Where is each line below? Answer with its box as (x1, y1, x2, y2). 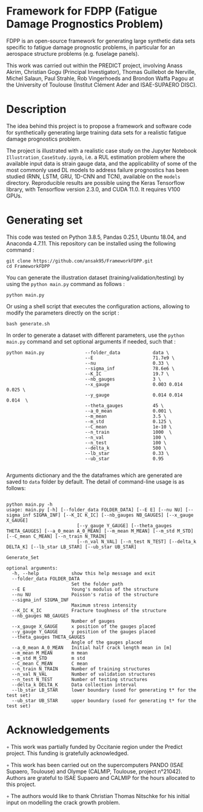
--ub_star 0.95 (84, 456, 164, 462)
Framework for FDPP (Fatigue (6, 4, 158, 18)
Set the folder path (71, 581, 123, 587)
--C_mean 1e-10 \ (84, 424, 172, 430)
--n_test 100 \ (84, 439, 167, 446)
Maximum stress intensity (71, 602, 137, 608)
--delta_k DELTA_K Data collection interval (12, 682, 137, 688)
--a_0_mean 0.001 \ (84, 408, 172, 414)
